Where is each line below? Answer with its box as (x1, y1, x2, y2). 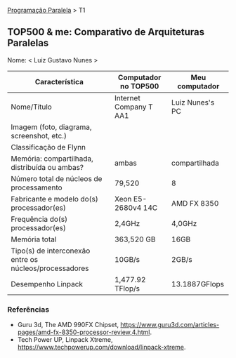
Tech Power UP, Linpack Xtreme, (17, 336, 114, 344)
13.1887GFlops (171, 279, 225, 289)
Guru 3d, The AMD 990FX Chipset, (17, 321, 119, 329)
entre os (11, 254, 39, 264)
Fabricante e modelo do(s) (11, 194, 98, 204)
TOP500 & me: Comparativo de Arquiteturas (7, 26, 205, 38)
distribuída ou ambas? (11, 162, 84, 172)
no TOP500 (120, 81, 159, 91)
